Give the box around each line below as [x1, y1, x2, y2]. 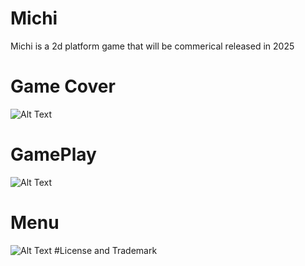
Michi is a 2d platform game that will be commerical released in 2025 [10, 40, 295, 52]
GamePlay [10, 143, 97, 166]
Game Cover [10, 75, 116, 98]
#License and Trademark [54, 244, 158, 256]
